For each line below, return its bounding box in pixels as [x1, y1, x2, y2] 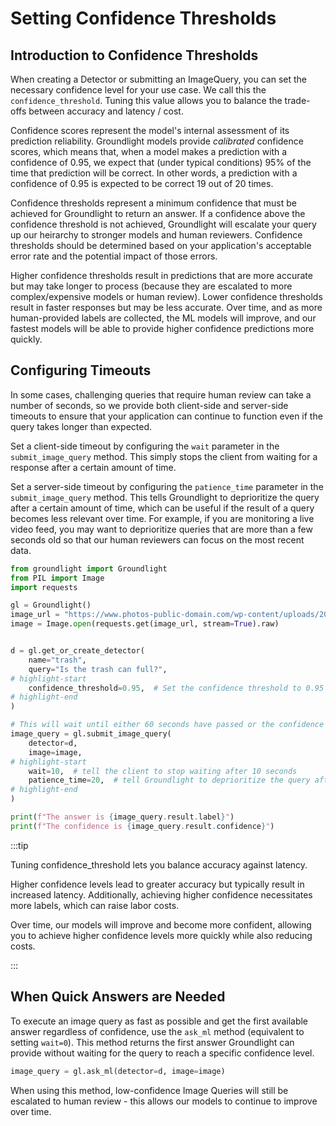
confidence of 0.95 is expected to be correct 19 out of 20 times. [10, 178, 274, 189]
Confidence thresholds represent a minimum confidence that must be [10, 197, 297, 209]
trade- [284, 95, 311, 106]
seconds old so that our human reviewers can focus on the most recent [10, 533, 305, 546]
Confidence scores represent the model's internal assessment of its [10, 125, 290, 136]
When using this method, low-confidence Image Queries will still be [10, 1084, 289, 1096]
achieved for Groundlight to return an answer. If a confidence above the [10, 208, 306, 219]
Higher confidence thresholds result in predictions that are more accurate [10, 270, 313, 281]
